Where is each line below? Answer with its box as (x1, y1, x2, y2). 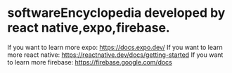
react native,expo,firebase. (7, 20, 170, 36)
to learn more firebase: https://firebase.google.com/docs (7, 58, 172, 66)
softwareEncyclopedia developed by (7, 5, 226, 21)
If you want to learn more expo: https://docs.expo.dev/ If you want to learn (7, 43, 223, 51)
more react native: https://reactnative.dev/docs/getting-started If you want (7, 51, 224, 59)
